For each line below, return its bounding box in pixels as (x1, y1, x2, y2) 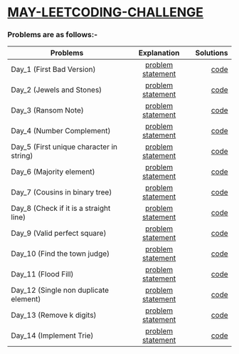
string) (11, 151, 33, 161)
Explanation (138, 48, 180, 58)
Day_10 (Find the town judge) (11, 249, 110, 259)
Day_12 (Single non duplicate (11, 286, 109, 296)
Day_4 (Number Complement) (11, 126, 111, 136)
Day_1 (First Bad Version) (11, 65, 96, 75)
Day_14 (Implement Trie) (11, 330, 94, 340)
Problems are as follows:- (7, 30, 98, 40)
